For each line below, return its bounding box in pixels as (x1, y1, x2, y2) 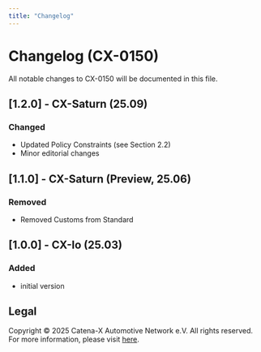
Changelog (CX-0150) (8, 46, 160, 65)
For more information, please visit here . (8, 334, 140, 345)
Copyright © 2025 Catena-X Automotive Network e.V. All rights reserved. (8, 326, 254, 336)
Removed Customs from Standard (19, 214, 134, 224)
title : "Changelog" (8, 11, 75, 20)
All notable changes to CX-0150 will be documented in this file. (8, 74, 218, 84)
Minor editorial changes (19, 148, 100, 158)
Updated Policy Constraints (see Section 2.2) (19, 140, 172, 150)
